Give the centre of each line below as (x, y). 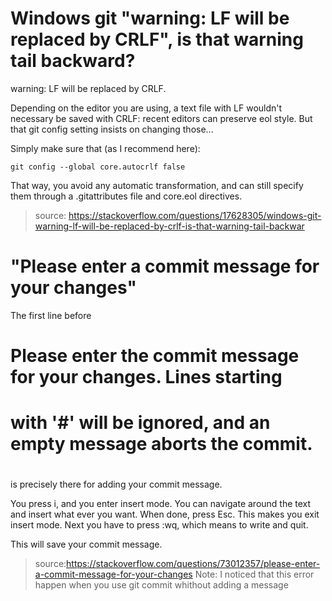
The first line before (51, 315)
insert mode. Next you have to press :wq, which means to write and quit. (159, 525)
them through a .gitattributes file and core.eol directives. (126, 196)
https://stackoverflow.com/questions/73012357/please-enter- (193, 564)
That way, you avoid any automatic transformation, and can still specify (157, 185)
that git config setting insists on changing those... (112, 129)
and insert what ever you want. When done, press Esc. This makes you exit (165, 514)
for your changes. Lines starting (146, 377)
